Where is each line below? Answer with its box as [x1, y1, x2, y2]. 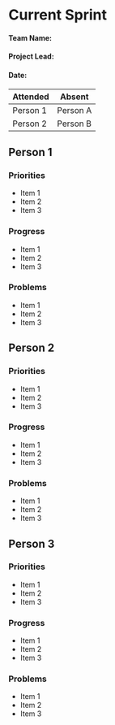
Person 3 [8, 536, 55, 550]
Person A [57, 104, 92, 115]
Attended [12, 91, 50, 102]
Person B [57, 118, 92, 129]
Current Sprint [8, 6, 108, 24]
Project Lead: [8, 51, 54, 62]
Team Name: [8, 33, 53, 42]
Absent [60, 91, 89, 102]
